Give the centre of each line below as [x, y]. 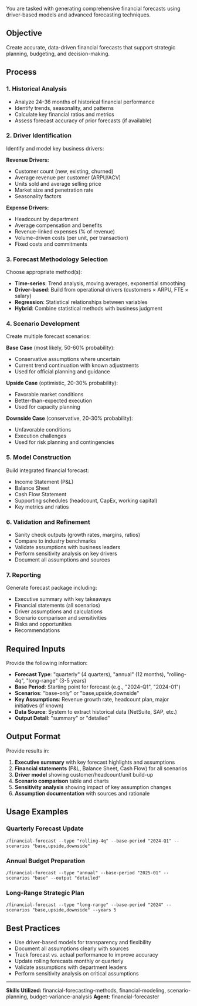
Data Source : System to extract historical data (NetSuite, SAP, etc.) [96, 712]
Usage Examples [37, 812]
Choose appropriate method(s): [44, 272]
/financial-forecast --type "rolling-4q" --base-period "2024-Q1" [89, 841]
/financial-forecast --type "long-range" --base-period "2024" [85, 905]
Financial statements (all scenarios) [57, 606]
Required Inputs [36, 649]
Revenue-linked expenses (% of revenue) [65, 231]
